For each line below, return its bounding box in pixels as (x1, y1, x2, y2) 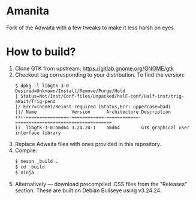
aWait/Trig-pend (14, 98, 56, 104)
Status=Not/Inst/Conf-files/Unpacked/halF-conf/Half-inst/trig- (20, 93, 185, 99)
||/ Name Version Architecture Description (14, 109, 171, 115)
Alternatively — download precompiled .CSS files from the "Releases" (14, 180, 188, 187)
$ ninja (14, 169, 34, 175)
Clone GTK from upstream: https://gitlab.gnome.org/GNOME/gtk (14, 65, 174, 72)
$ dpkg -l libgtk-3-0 (14, 83, 69, 89)
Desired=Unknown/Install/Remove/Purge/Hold (14, 88, 126, 94)
